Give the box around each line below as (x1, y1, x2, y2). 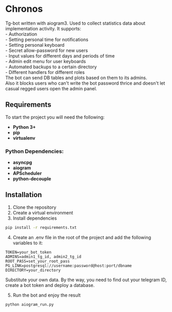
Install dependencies (12, 215, 58, 221)
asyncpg (12, 160, 32, 166)
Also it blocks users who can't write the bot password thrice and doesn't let (5, 80, 165, 86)
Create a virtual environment (12, 209, 73, 216)
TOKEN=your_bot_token (5, 249, 52, 255)
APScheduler (12, 170, 42, 177)
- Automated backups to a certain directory (5, 64, 97, 70)
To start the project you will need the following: (5, 114, 105, 120)
